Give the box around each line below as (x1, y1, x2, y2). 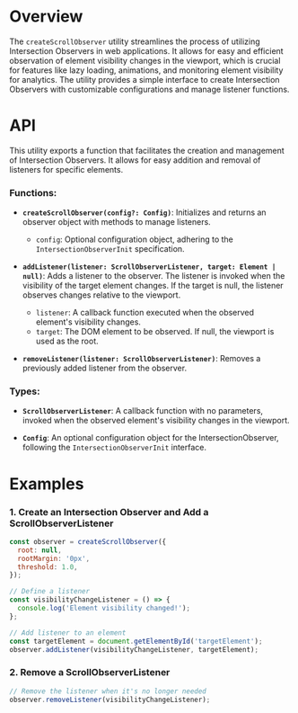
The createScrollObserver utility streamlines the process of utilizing (9, 36, 260, 47)
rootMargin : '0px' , (17, 554, 91, 563)
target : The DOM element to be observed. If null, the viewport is (35, 326, 275, 337)
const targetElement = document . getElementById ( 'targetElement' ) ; (9, 637, 263, 646)
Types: (9, 385, 40, 397)
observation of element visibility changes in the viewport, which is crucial (9, 55, 281, 66)
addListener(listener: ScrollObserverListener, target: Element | (22, 263, 276, 272)
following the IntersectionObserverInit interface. (22, 442, 207, 453)
